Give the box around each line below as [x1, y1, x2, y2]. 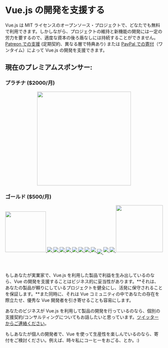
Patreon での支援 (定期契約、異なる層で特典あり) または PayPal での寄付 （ [5, 41, 158, 47]
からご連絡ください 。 [5, 320, 49, 326]
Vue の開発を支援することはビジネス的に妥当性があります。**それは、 [13, 278, 159, 284]
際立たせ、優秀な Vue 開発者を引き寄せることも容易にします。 [5, 297, 134, 303]
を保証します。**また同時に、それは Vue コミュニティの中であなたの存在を [5, 291, 160, 297]
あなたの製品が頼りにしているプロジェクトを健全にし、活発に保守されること [5, 284, 163, 290]
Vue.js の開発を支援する [5, 5, 105, 16]
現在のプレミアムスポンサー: [5, 63, 92, 72]
